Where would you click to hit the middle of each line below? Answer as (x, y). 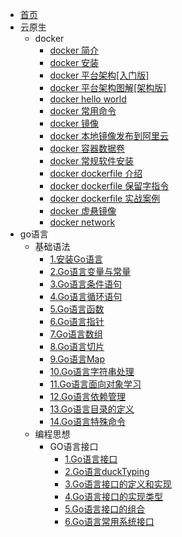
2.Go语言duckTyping (107, 471)
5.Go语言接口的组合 (105, 509)
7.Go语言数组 (76, 334)
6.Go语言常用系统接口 (109, 521)
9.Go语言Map (77, 359)
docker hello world (88, 99)
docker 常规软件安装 (92, 161)
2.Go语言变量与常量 (90, 271)
